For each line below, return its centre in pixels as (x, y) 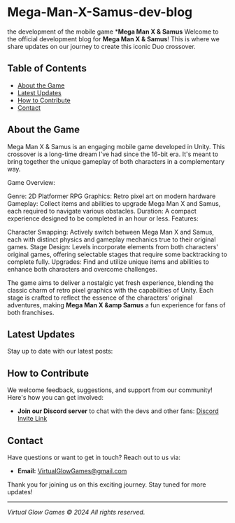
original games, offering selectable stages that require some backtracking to (117, 254)
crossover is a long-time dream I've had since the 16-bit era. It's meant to (113, 154)
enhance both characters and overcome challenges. (83, 269)
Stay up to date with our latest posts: (60, 351)
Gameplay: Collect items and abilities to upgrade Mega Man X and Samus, (114, 203)
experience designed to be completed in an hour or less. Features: (103, 218)
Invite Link (32, 419)
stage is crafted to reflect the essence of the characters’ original (100, 298)
